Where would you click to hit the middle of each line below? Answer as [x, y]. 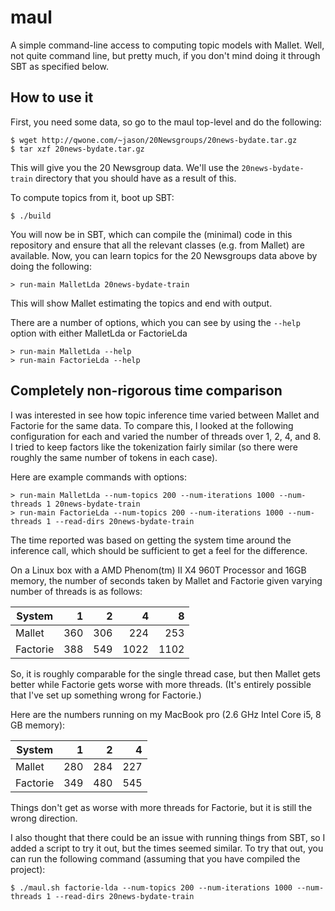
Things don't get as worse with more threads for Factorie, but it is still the [161, 807]
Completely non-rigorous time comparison [146, 391]
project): [28, 869]
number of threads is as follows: [76, 591]
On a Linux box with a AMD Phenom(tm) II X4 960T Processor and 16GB [158, 570]
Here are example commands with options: [99, 477]
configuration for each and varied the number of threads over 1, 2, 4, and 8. [166, 436]
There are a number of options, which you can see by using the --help [155, 322]
